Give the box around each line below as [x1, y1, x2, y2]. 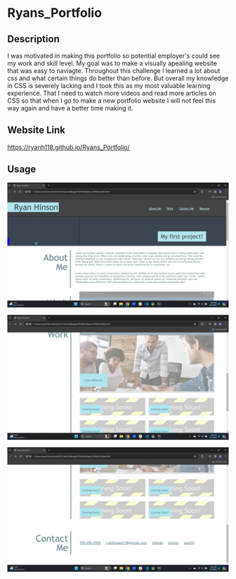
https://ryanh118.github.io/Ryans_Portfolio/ [7, 143, 130, 151]
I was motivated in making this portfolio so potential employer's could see [7, 51, 220, 60]
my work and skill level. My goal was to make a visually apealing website [7, 59, 218, 68]
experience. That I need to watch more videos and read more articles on [7, 89, 216, 97]
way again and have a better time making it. [7, 104, 133, 112]
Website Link [7, 125, 65, 136]
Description [7, 33, 60, 45]
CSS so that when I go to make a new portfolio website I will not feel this [7, 96, 216, 105]
